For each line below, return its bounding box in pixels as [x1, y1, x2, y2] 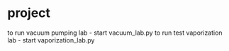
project [7, 5, 51, 21]
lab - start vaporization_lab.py [7, 35, 95, 44]
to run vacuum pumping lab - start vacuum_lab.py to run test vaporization [7, 28, 223, 37]
